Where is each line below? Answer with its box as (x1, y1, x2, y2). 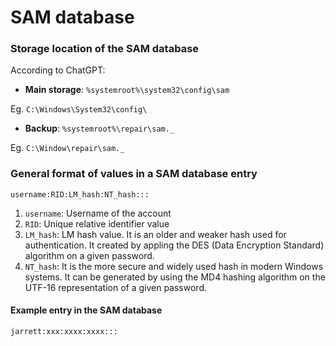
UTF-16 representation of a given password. (24, 281, 207, 293)
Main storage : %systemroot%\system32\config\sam (24, 84, 230, 96)
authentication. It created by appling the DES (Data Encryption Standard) (24, 239, 325, 251)
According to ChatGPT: (10, 64, 106, 76)
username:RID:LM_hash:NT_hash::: (10, 189, 150, 200)
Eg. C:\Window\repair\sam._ (10, 142, 125, 154)
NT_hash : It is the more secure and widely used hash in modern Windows (24, 260, 324, 272)
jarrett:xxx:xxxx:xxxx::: (10, 326, 118, 336)
